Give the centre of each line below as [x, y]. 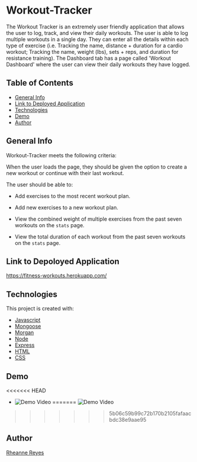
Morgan [24, 332]
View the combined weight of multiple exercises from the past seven [98, 219]
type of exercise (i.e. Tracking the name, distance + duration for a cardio [95, 46]
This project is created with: [40, 309]
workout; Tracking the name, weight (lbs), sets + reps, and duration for [92, 51]
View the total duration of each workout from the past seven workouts [100, 237]
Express [25, 345]
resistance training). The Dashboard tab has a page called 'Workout [89, 58]
